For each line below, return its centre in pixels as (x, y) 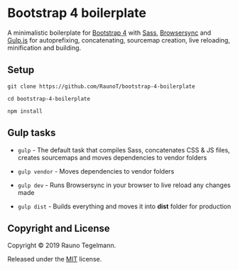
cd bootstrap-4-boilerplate (49, 99)
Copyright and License (59, 228)
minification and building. (44, 47)
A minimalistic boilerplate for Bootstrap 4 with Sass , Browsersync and (109, 33)
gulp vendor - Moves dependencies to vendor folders (96, 171)
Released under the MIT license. (55, 259)
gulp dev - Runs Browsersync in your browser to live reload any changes (124, 185)
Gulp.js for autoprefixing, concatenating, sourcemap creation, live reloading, (119, 40)
